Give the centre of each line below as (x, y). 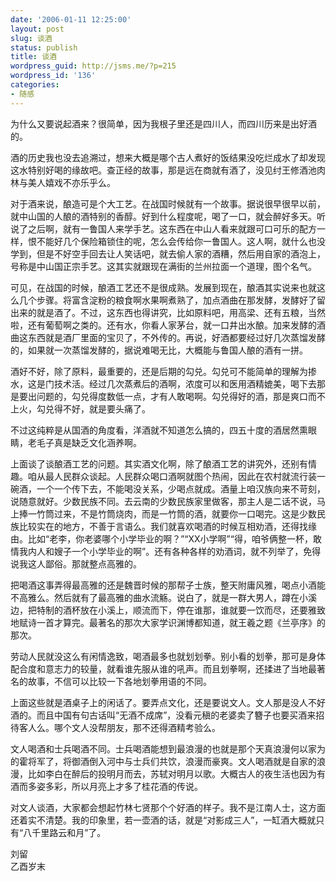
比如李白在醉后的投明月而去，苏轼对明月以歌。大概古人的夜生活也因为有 (176, 773)
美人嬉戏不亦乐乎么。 (71, 182)
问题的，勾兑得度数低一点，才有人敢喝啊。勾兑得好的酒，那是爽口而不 (181, 396)
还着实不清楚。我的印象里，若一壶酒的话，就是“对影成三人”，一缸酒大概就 (163, 820)
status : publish (44, 47)
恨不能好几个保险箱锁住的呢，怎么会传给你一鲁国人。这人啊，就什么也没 (176, 241)
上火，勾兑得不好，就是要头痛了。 (80, 408)
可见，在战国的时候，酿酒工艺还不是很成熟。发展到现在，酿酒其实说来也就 (163, 287)
